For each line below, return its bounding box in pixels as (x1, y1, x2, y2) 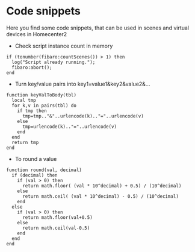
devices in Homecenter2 (6, 30, 67, 37)
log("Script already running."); (11, 59, 96, 65)
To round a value (14, 155, 57, 162)
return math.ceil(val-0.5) (22, 225, 90, 231)
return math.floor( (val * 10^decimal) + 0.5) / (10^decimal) (22, 183, 182, 189)
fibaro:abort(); (11, 65, 52, 71)
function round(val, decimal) (6, 167, 82, 173)
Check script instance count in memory (14, 42, 113, 49)
